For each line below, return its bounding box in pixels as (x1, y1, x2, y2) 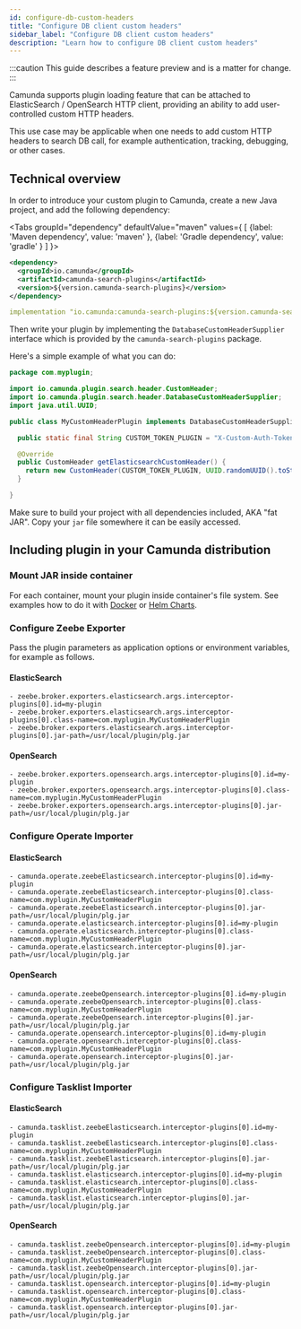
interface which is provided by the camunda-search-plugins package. (9, 334, 262, 344)
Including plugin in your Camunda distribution (9, 543, 271, 558)
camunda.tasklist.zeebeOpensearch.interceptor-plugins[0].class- (17, 1247, 267, 1256)
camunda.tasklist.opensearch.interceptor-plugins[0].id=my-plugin (17, 1279, 271, 1288)
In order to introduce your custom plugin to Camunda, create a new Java (9, 195, 278, 206)
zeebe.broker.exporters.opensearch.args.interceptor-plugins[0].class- (17, 786, 291, 795)
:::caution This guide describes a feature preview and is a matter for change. (9, 63, 291, 74)
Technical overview (9, 171, 121, 187)
